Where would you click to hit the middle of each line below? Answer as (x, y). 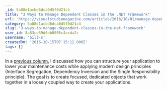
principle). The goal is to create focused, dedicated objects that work (76, 77)
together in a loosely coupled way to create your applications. (68, 82)
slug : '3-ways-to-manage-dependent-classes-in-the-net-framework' (75, 28)
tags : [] (14, 47)
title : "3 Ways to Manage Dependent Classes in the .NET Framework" (78, 14)
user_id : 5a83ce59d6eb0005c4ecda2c (42, 33)
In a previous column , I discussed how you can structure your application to (83, 61)
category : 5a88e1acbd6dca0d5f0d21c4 (43, 24)
